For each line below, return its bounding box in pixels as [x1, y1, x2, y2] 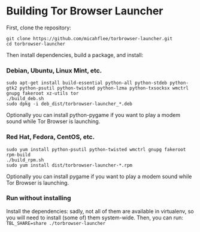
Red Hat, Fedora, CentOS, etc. [6, 133, 95, 141]
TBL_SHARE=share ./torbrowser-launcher [6, 220, 106, 226]
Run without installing [6, 194, 71, 202]
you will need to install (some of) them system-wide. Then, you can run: [6, 214, 184, 221]
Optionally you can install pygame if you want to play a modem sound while [6, 173, 192, 180]
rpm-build [6, 152, 31, 158]
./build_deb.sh [6, 96, 44, 102]
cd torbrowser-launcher [6, 41, 66, 47]
